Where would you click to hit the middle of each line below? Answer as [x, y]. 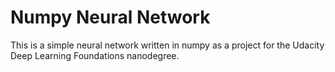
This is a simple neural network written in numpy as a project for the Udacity [167, 45]
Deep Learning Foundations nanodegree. [95, 55]
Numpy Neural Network [110, 17]
